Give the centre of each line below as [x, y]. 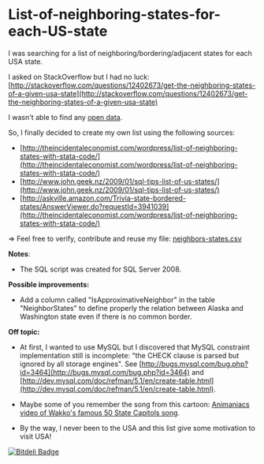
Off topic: [24, 331]
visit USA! [35, 436]
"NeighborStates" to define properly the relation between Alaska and [132, 308]
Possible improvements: [49, 284]
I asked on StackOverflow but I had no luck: [79, 77]
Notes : [19, 253]
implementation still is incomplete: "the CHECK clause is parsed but [129, 355]
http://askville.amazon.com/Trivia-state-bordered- [104, 198]
